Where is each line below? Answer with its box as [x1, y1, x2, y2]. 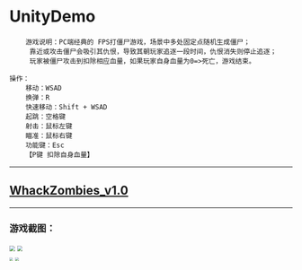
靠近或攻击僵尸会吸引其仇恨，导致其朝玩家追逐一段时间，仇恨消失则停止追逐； [29, 47, 277, 56]
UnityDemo [9, 6, 96, 27]
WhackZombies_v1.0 [9, 183, 129, 198]
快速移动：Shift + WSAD [25, 102, 108, 111]
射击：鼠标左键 [25, 121, 73, 131]
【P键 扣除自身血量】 [25, 150, 94, 159]
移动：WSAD [25, 83, 62, 92]
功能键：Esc [25, 141, 65, 150]
